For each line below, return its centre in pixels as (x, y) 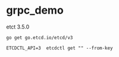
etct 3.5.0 (18, 27)
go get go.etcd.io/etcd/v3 (40, 37)
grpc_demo (35, 10)
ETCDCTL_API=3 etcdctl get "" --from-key (59, 48)
